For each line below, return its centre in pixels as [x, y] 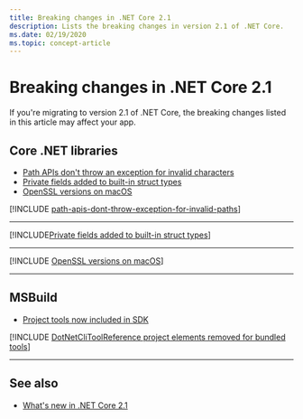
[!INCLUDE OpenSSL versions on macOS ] [87, 261]
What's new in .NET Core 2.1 [75, 405]
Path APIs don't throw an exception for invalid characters [128, 172]
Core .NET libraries [64, 150]
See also [34, 383]
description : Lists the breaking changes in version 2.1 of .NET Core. [147, 26]
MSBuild [33, 298]
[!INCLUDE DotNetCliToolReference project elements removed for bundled [147, 337]
